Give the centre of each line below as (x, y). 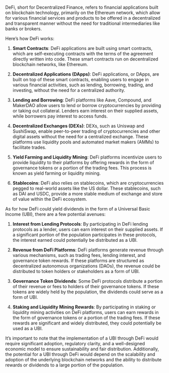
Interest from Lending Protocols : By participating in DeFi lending (80, 224)
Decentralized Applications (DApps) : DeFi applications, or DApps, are (86, 74)
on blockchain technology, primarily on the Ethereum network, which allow (83, 13)
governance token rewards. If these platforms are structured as (78, 260)
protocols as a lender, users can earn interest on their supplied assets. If (88, 229)
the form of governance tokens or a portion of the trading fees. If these (86, 318)
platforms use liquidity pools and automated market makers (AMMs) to (86, 142)
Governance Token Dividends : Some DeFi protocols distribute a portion (88, 281)
